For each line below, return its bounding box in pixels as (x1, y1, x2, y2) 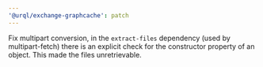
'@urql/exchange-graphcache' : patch (8, 11, 129, 20)
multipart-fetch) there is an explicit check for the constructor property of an (8, 41, 255, 51)
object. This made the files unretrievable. (8, 50, 143, 59)
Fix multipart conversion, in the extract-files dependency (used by (8, 33, 231, 43)
